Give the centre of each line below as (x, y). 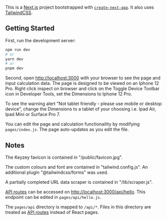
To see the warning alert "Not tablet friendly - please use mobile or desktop (83, 104)
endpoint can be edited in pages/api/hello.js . (53, 197)
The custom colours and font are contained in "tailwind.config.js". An (77, 167)
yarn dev (14, 59)
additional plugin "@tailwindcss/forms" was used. (57, 172)
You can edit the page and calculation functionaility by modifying (72, 124)
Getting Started (30, 28)
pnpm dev (14, 68)
